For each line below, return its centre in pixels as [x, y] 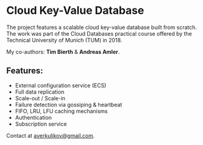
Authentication [33, 117]
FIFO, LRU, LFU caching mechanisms [61, 111]
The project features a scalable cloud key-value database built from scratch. [101, 27]
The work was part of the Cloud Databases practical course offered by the [99, 33]
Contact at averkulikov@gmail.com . [51, 135]
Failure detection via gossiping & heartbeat [68, 105]
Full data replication [40, 92]
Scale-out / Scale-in [40, 98]
